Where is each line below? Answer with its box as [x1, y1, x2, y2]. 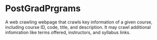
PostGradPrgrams [5, 3, 81, 14]
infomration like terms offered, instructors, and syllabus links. [5, 29, 131, 35]
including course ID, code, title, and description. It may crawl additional [5, 24, 151, 30]
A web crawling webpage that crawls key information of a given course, [5, 19, 153, 25]
